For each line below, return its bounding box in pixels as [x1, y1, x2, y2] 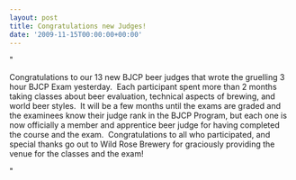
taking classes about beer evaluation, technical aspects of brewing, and [9, 91, 276, 102]
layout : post [9, 13, 58, 22]
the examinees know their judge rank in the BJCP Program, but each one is [9, 110, 288, 121]
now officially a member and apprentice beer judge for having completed [9, 120, 281, 130]
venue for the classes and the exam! [9, 148, 144, 159]
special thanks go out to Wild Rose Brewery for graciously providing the [9, 139, 275, 149]
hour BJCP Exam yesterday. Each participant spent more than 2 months [9, 82, 277, 93]
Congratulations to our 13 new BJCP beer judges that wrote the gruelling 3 [9, 72, 285, 83]
